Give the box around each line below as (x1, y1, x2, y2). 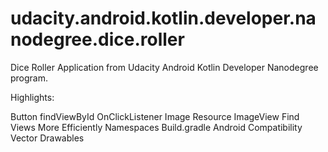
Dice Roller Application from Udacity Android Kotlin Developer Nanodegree (10, 61, 319, 73)
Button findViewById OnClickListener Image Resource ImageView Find (10, 110, 300, 122)
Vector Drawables (10, 132, 85, 144)
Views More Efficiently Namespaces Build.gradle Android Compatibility (10, 121, 303, 133)
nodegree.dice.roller (10, 28, 185, 51)
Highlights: (10, 91, 55, 103)
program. (10, 72, 49, 84)
